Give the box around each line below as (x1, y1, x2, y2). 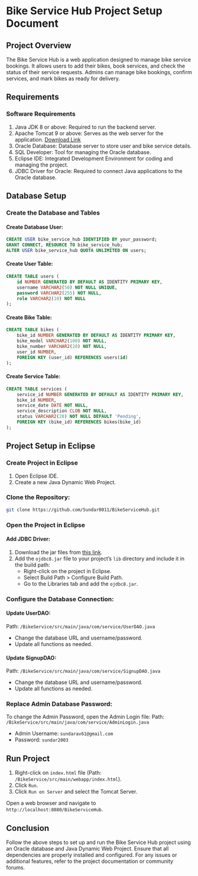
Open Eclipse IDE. (14, 472, 59, 479)
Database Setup (6, 191, 67, 201)
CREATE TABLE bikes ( (6, 327, 60, 333)
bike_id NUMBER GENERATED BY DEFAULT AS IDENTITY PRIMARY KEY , (17, 333, 176, 338)
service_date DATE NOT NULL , (17, 402, 89, 408)
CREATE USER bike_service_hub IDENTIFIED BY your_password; (6, 236, 158, 242)
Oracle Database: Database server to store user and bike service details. (14, 142, 192, 149)
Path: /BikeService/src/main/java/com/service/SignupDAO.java (6, 667, 161, 674)
